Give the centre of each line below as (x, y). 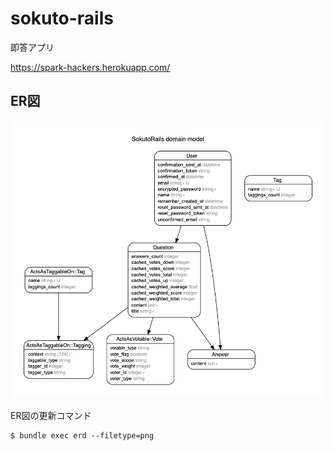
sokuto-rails (62, 18)
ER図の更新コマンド (51, 415)
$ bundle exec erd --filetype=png (82, 435)
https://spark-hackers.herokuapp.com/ (90, 67)
